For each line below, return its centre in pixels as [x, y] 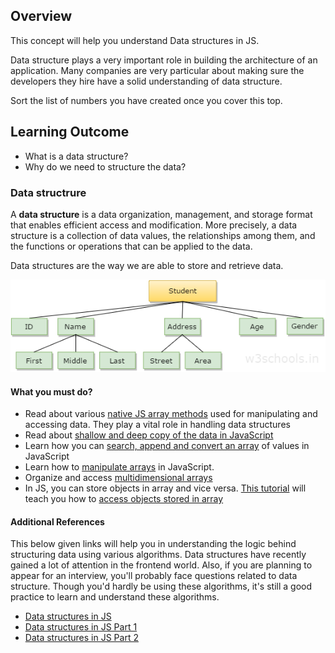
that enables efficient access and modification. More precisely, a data [154, 225]
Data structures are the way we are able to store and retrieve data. [147, 265]
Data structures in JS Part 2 [81, 638]
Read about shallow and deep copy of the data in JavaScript [149, 435]
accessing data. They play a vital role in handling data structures [157, 425]
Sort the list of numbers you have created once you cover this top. [146, 100]
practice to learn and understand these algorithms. [115, 597]
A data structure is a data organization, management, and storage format [161, 214]
